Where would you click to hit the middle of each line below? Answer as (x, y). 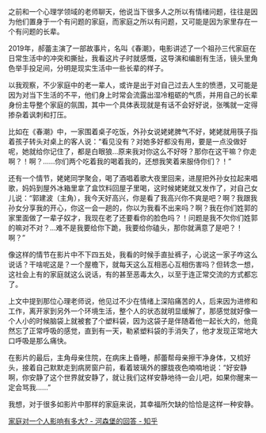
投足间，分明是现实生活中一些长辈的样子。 (98, 68)
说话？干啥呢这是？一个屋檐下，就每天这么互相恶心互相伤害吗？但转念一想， (133, 264)
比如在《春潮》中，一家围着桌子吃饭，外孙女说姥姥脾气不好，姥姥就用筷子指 (133, 132)
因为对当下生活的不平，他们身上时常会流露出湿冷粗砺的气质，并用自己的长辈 (133, 95)
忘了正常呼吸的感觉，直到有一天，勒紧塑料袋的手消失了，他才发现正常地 (133, 331)
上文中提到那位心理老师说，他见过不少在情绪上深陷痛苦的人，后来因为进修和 (133, 301)
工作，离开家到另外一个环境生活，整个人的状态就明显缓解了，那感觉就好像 (129, 311)
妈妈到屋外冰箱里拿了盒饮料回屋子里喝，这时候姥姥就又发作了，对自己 (136, 188)
